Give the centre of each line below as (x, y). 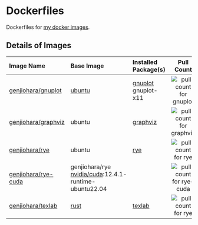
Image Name (27, 66)
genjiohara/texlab (33, 206)
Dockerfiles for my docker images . (48, 27)
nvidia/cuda (87, 174)
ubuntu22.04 (89, 189)
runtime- (83, 182)
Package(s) (149, 69)
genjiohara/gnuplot (35, 90)
